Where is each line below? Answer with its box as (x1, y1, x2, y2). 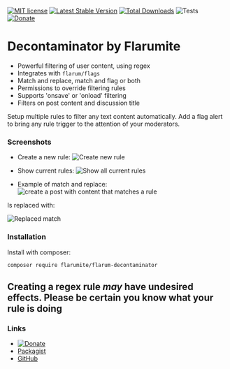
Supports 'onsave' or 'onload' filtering (17, 91, 127, 99)
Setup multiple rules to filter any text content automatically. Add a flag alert (7, 112, 223, 120)
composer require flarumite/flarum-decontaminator (7, 261, 158, 268)
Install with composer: (7, 248, 71, 256)
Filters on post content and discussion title (17, 99, 140, 107)
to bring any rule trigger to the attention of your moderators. (7, 120, 180, 128)
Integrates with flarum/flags (17, 68, 100, 77)
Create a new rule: (17, 153, 71, 161)
